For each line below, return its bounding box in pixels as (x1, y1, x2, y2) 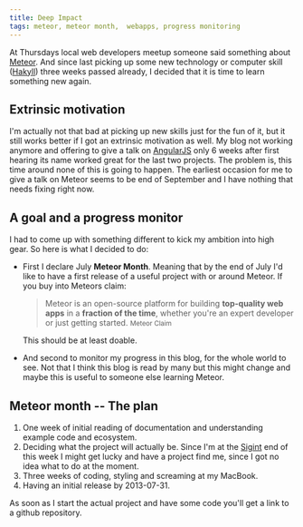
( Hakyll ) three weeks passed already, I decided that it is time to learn (9, 65, 265, 77)
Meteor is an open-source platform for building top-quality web (44, 298, 284, 309)
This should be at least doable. (22, 335, 137, 346)
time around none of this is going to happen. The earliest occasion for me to (9, 164, 293, 175)
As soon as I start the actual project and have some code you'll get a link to (9, 497, 289, 508)
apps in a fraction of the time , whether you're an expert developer (44, 307, 294, 318)
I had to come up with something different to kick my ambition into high (9, 234, 275, 245)
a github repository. (9, 507, 82, 518)
